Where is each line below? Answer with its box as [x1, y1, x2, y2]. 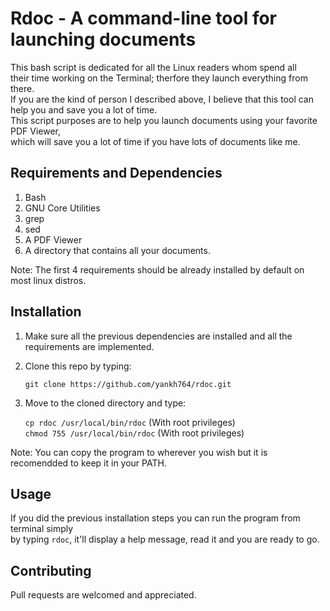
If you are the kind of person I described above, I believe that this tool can [10, 93, 314, 105]
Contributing [10, 562, 92, 579]
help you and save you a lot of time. [10, 103, 158, 116]
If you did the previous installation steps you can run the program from [10, 512, 301, 524]
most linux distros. [10, 274, 87, 286]
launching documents [10, 28, 197, 51]
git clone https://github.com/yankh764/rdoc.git [24, 379, 232, 389]
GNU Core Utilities [24, 202, 101, 214]
